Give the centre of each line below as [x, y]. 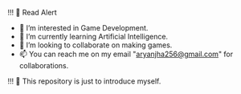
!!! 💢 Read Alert [32, 12]
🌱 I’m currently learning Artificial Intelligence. [94, 37]
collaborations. [44, 65]
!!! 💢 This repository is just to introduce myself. [84, 81]
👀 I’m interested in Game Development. [84, 28]
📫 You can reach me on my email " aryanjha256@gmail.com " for [126, 54]
